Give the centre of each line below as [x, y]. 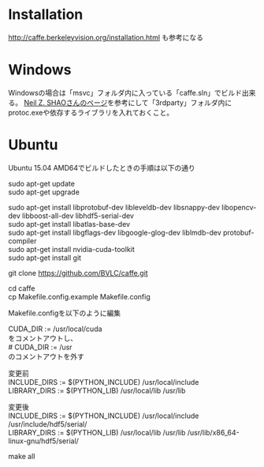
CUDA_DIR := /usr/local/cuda [55, 329]
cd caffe [22, 288]
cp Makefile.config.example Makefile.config [80, 296]
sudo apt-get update [41, 183]
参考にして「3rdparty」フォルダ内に [173, 102]
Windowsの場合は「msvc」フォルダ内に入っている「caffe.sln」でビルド [125, 92]
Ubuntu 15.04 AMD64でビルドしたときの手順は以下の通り [102, 168]
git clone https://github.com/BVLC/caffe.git [78, 273]
